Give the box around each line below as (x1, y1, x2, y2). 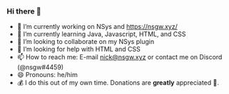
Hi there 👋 (6, 6, 42, 16)
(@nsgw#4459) (16, 63, 64, 71)
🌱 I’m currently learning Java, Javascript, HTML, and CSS (16, 30, 186, 38)
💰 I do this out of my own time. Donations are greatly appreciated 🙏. (16, 78, 219, 87)
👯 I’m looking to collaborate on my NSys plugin (16, 37, 155, 46)
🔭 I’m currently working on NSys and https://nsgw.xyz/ (16, 23, 178, 31)
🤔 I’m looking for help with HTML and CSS (16, 45, 141, 54)
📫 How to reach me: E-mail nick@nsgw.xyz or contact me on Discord (16, 53, 223, 61)
